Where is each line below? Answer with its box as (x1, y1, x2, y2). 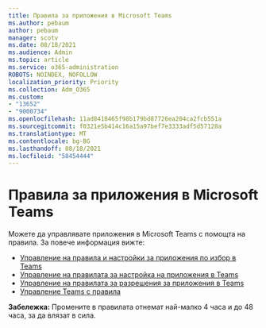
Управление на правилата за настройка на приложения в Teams (19, 270, 239, 280)
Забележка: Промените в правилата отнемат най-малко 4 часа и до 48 (8, 303, 254, 312)
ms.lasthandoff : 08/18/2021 (8, 145, 102, 152)
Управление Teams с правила (19, 287, 121, 296)
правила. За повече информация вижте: (8, 237, 145, 247)
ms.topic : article (8, 56, 69, 64)
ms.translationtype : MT (8, 129, 87, 137)
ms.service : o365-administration (8, 64, 119, 71)
